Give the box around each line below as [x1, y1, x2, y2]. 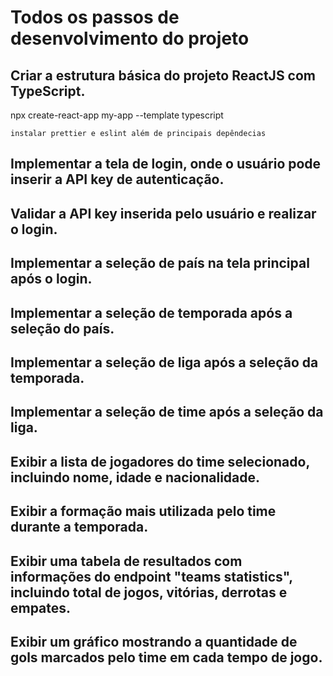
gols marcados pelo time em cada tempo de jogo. [10, 649, 323, 666]
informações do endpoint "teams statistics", [10, 568, 293, 585]
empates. [10, 599, 72, 616]
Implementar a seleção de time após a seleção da [10, 404, 324, 421]
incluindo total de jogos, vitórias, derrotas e [10, 584, 288, 601]
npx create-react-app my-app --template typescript [10, 109, 224, 121]
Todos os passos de [10, 6, 180, 29]
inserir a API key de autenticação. [10, 171, 225, 188]
